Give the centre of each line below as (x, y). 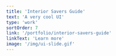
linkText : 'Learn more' (35, 38)
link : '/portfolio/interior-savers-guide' (59, 33)
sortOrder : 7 (22, 28)
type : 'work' (22, 22)
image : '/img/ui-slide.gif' (41, 44)
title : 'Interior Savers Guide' (46, 11)
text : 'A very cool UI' (35, 17)
